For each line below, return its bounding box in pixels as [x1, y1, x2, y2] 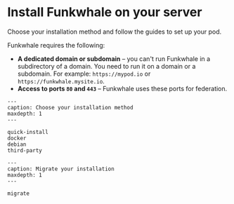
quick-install [7, 128, 49, 135]
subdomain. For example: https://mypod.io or [17, 69, 151, 78]
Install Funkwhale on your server [7, 4, 202, 20]
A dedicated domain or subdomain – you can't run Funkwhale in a [17, 54, 211, 63]
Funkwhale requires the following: [7, 41, 105, 49]
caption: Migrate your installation [7, 165, 115, 172]
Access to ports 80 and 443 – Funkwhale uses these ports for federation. [17, 84, 228, 93]
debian [7, 141, 27, 148]
